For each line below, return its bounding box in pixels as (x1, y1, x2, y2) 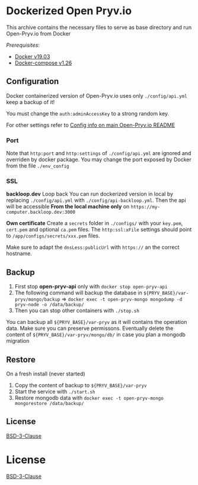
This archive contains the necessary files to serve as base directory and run (6, 24, 191, 31)
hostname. (6, 250, 33, 257)
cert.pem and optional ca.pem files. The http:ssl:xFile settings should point (6, 226, 192, 233)
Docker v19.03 (14, 53, 50, 60)
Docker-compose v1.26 (14, 59, 72, 66)
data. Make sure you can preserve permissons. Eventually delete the (6, 325, 174, 332)
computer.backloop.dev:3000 (6, 209, 76, 216)
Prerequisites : (6, 41, 40, 49)
